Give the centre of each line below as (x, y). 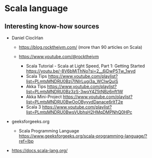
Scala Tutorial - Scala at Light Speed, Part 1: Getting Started (85, 66)
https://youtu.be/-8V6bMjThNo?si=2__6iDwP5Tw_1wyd (81, 71)
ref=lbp (26, 141)
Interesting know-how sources (52, 26)
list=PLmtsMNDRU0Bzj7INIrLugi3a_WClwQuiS (72, 81)
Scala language (36, 8)
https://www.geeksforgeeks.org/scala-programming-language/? (83, 136)
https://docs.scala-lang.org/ (39, 151)
